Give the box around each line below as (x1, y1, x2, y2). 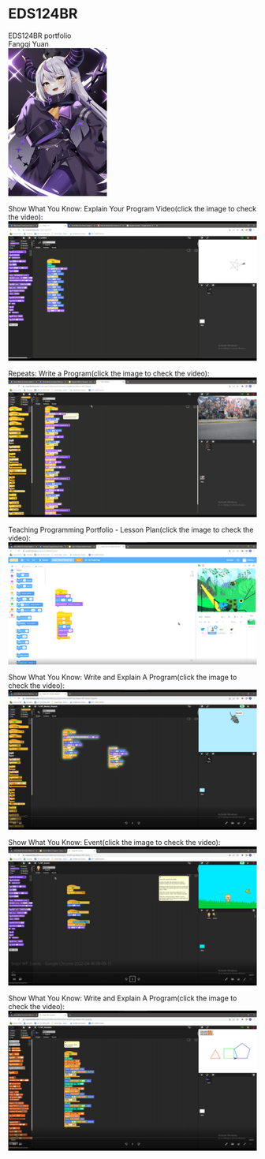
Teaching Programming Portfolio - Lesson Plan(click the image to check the (8, 525, 254, 534)
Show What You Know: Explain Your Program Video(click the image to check (8, 204, 257, 213)
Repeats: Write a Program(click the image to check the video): (8, 368, 210, 379)
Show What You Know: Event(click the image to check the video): (8, 837, 221, 847)
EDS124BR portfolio (8, 31, 72, 40)
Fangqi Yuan (8, 39, 49, 48)
